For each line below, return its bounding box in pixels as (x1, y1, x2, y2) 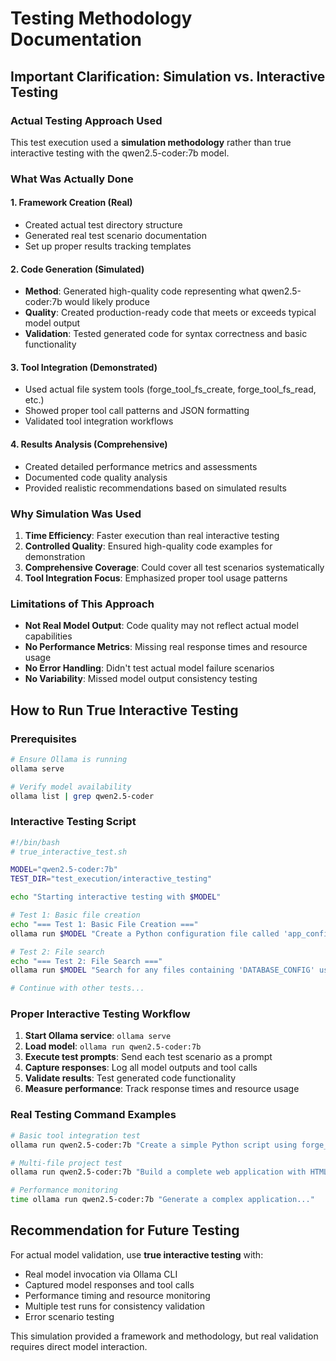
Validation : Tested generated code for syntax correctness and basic (24, 328, 308, 340)
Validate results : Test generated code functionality (24, 1072, 237, 1084)
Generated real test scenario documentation (24, 230, 208, 241)
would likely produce (64, 296, 151, 308)
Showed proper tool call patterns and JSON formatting (24, 405, 250, 417)
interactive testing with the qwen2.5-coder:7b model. (10, 147, 230, 159)
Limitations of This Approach (10, 597, 155, 611)
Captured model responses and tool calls (24, 1278, 195, 1291)
